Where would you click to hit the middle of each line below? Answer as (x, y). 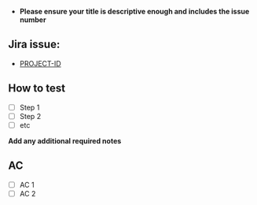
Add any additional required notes (65, 140)
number (33, 20)
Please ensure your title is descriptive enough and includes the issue (134, 11)
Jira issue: (34, 45)
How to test (37, 89)
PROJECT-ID (40, 63)
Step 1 (29, 107)
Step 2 (30, 116)
